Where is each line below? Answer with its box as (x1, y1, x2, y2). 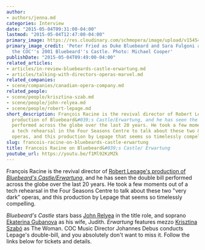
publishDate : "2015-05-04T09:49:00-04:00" (6, 54, 116, 60)
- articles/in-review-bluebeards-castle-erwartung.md (6, 65, 146, 72)
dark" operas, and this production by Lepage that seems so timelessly (6, 193, 183, 201)
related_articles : (6, 60, 53, 66)
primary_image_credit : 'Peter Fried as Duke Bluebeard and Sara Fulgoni (6, 43, 195, 49)
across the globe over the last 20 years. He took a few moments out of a (6, 180, 188, 188)
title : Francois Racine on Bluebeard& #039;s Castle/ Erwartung (6, 145, 171, 151)
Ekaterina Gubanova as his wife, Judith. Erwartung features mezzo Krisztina (6, 218, 198, 226)
